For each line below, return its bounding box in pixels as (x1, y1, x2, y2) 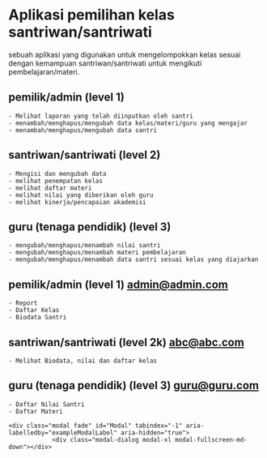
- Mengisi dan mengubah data (8, 169, 107, 178)
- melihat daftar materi (8, 184, 92, 192)
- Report (8, 299, 38, 307)
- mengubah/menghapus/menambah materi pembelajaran (8, 249, 186, 257)
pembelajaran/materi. (8, 66, 80, 76)
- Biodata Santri (8, 314, 67, 322)
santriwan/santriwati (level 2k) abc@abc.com (8, 335, 244, 349)
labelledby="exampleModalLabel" (8, 428, 117, 437)
